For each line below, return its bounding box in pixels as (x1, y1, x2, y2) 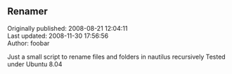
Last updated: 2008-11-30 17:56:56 (7, 31, 109, 40)
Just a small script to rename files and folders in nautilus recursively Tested (7, 52, 226, 61)
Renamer (7, 6, 48, 17)
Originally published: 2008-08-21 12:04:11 (7, 24, 128, 32)
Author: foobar (7, 38, 50, 47)
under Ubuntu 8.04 (7, 59, 63, 68)
